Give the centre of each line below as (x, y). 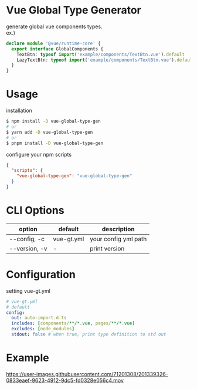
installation (19, 111)
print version (107, 248)
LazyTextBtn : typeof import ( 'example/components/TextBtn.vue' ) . (97, 60)
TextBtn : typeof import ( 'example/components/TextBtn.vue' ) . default (101, 54)
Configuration (41, 275)
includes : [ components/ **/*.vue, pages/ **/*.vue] (73, 323)
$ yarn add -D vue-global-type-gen (50, 132)
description (118, 229)
